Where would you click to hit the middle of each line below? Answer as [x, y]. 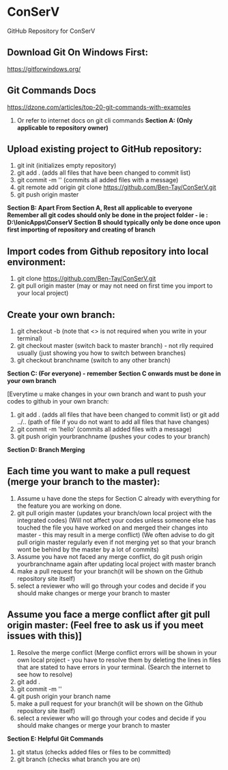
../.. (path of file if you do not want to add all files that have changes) [113, 422]
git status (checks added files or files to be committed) [94, 752]
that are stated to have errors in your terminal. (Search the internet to [114, 667]
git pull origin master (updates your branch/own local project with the [114, 513]
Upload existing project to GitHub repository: [105, 149]
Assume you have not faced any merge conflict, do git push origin [110, 556]
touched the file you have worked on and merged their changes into [112, 527]
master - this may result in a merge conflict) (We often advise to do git [116, 534]
